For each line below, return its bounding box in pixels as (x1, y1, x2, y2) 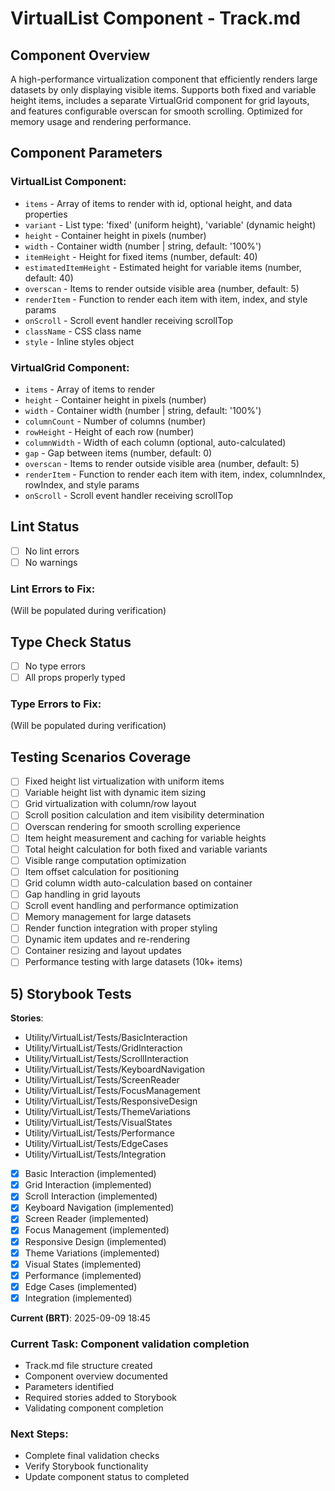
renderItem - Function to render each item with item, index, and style (24, 293, 308, 305)
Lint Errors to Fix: (10, 582, 96, 596)
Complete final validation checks (24, 1450, 160, 1462)
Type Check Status (10, 633, 132, 651)
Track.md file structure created (24, 1360, 153, 1372)
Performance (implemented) (24, 1269, 142, 1281)
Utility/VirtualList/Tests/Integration (24, 1148, 167, 1161)
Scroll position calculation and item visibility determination (24, 809, 265, 821)
